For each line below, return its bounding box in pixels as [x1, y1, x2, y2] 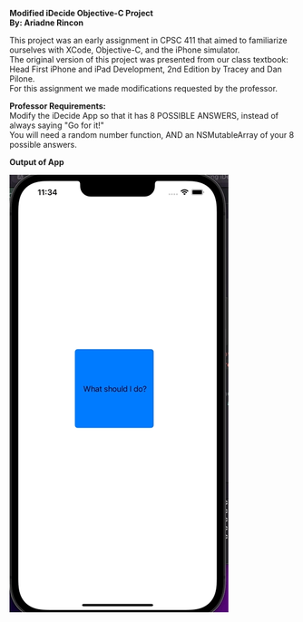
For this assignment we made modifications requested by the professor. [9, 83, 279, 93]
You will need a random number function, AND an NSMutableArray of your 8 [9, 130, 295, 140]
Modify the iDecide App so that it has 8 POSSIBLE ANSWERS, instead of [9, 111, 279, 121]
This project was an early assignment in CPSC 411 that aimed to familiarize [9, 35, 288, 45]
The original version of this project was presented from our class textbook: [9, 54, 288, 64]
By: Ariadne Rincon [9, 17, 84, 28]
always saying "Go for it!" [9, 120, 104, 131]
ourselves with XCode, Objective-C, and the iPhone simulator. [9, 44, 240, 55]
